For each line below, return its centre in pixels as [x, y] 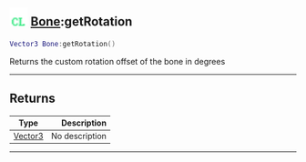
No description [79, 137]
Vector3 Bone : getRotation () [63, 44]
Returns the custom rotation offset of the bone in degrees [117, 61]
